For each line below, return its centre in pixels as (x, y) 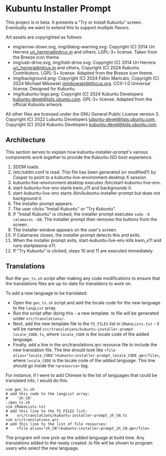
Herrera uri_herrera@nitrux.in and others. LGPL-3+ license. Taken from (85, 52)
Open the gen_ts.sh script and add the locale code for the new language (86, 302)
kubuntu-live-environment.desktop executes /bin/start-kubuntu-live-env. (87, 182)
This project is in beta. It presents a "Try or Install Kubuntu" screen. (74, 22)
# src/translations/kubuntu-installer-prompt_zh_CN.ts (66, 415)
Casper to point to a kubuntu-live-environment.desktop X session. (80, 177)
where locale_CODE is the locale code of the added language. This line (84, 360)
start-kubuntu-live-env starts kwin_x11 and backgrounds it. (72, 188)
